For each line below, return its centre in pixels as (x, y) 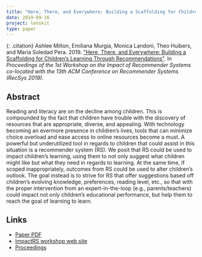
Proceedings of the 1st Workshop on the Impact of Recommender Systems (99, 65)
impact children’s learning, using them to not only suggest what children (96, 156)
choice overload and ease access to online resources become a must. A (96, 137)
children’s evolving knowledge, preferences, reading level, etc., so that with (99, 182)
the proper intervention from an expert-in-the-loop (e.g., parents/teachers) (99, 188)
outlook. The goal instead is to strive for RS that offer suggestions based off (100, 176)
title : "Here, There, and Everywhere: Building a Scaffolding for (91, 12)
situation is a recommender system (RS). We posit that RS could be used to (99, 150)
